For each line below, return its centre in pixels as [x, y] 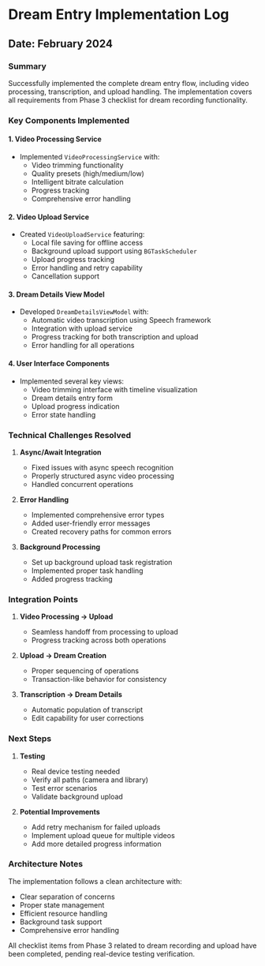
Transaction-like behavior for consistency [99, 680]
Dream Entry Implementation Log [119, 15]
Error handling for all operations [83, 346]
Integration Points [43, 599]
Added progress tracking [72, 578]
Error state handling [63, 414]
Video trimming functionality [77, 165]
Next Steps [30, 739]
